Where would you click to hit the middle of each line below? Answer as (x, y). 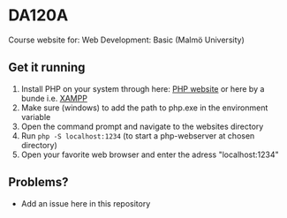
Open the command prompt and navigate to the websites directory (142, 126)
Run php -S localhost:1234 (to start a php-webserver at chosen (138, 135)
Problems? (38, 182)
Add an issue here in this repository (86, 203)
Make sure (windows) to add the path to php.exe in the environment (144, 108)
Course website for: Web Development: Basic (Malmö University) (126, 40)
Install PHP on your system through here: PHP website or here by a (143, 88)
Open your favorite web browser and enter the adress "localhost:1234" (150, 154)
